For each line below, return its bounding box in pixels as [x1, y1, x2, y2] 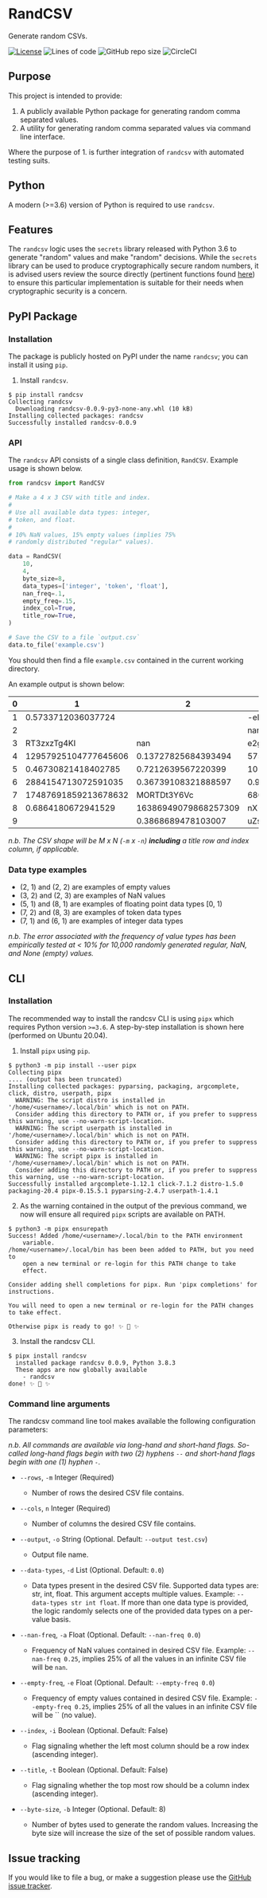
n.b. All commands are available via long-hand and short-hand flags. [8, 1440, 236, 1450]
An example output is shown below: [8, 679, 126, 689]
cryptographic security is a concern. [8, 286, 128, 296]
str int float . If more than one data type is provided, [71, 1597, 249, 1607]
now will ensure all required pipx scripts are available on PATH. [19, 1209, 226, 1219]
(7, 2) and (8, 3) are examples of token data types [19, 908, 182, 918]
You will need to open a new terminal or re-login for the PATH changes [8, 1301, 254, 1310]
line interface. [19, 132, 65, 141]
